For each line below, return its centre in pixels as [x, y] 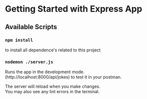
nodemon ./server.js [29, 62]
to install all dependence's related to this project [53, 50]
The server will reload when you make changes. [53, 86]
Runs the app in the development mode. [45, 72]
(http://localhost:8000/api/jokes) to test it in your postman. [63, 77]
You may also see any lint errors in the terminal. [52, 92]
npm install [19, 40]
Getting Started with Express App [74, 9]
